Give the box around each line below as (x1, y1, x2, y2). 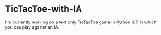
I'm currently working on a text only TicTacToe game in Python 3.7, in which (5, 19, 157, 25)
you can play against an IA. (5, 24, 60, 30)
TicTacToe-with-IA (5, 3, 82, 14)
